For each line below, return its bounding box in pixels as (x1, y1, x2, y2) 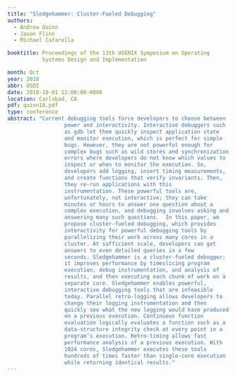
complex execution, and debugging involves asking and (64, 207, 230, 215)
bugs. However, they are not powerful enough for (64, 141, 213, 149)
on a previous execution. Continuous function (64, 313, 203, 320)
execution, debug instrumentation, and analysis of (64, 266, 220, 274)
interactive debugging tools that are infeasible (64, 286, 213, 293)
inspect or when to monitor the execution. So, (64, 161, 207, 169)
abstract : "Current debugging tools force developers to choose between (7, 115, 226, 123)
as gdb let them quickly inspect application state (64, 128, 220, 135)
